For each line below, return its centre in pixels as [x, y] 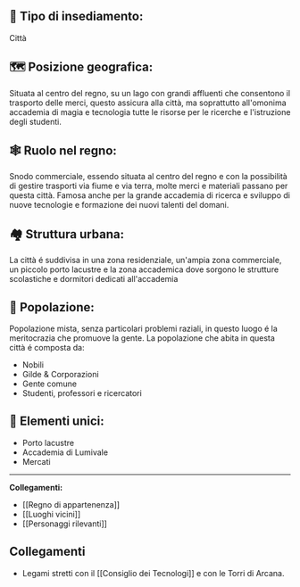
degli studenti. [36, 121]
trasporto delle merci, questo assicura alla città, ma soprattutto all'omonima [148, 103]
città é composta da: [47, 348]
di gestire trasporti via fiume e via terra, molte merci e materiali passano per [149, 186]
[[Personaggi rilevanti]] [64, 524]
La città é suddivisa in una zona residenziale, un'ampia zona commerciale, [146, 260]
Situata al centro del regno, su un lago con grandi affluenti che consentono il [150, 93]
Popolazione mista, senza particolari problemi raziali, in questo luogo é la [144, 329]
